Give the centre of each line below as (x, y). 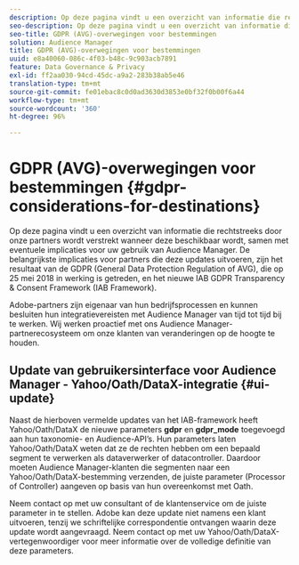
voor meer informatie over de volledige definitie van (176, 541)
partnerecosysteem (45, 334)
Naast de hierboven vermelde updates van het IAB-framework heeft (133, 420)
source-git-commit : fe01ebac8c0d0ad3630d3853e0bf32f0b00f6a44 (127, 92)
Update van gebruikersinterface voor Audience (143, 371)
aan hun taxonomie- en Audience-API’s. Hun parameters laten (123, 439)
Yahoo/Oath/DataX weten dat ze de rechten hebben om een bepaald (135, 448)
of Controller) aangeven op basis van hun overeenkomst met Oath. (131, 486)
